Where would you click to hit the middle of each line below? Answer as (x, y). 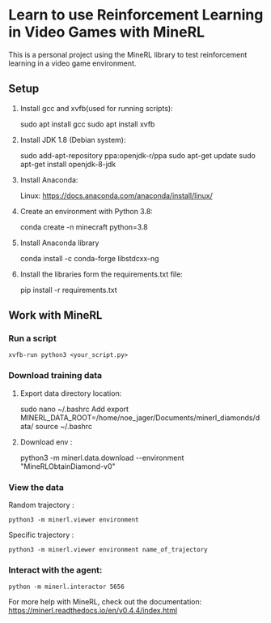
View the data (36, 487)
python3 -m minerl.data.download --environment (102, 458)
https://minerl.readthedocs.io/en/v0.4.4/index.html (93, 611)
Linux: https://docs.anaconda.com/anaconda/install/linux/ (116, 195)
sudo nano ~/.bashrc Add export (74, 409)
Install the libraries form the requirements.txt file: (102, 274)
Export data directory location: (71, 393)
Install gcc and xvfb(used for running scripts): (96, 108)
